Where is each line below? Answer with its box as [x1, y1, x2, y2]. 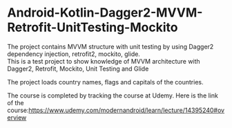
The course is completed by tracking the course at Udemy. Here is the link [7, 91, 219, 100]
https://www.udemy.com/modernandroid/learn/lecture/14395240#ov [28, 106, 225, 114]
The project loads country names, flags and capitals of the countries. [7, 77, 204, 86]
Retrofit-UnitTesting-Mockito [7, 19, 178, 35]
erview [7, 113, 27, 122]
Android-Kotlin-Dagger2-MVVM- [7, 5, 203, 21]
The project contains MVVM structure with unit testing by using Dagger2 [7, 42, 214, 51]
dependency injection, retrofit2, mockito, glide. [7, 50, 140, 58]
